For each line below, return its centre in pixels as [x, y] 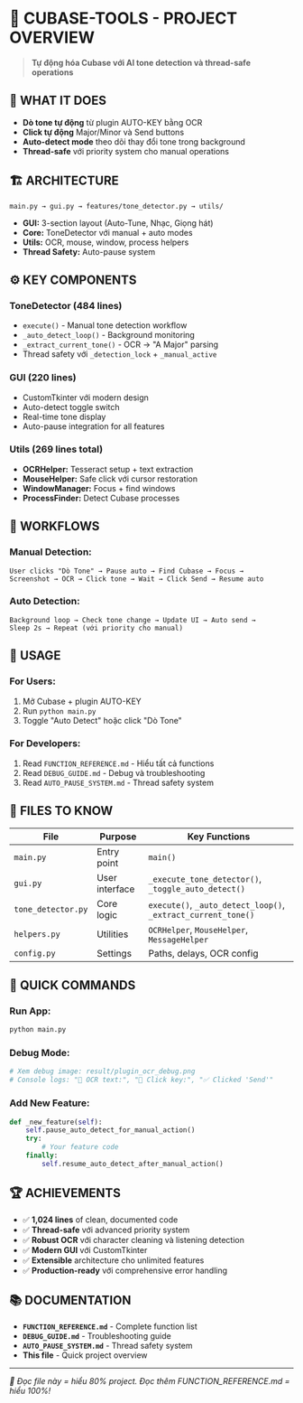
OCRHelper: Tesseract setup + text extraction [108, 469]
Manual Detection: [50, 552]
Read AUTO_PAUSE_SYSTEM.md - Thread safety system [118, 782]
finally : [42, 1155]
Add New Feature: [50, 1103]
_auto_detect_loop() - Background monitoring [109, 335]
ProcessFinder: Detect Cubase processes [101, 498]
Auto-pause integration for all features [93, 426]
